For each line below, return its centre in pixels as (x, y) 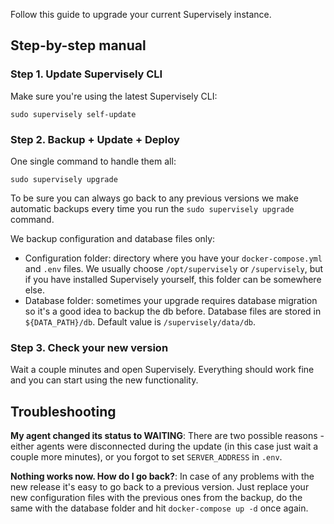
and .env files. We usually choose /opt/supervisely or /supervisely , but (174, 268)
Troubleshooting (63, 411)
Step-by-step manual (78, 45)
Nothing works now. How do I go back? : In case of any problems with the (162, 476)
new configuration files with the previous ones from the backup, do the (156, 498)
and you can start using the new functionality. (104, 380)
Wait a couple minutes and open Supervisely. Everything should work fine (162, 370)
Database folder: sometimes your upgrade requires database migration (171, 300)
